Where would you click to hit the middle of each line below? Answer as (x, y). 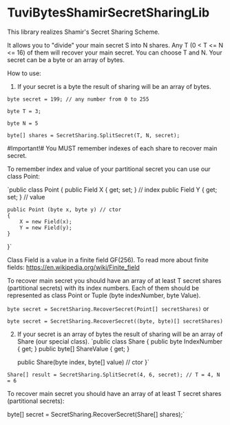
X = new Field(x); (46, 221)
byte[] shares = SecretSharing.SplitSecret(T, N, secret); (94, 135)
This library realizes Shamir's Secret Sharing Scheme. (83, 32)
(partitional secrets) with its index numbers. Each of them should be (103, 288)
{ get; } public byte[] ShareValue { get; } (73, 348)
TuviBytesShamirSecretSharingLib (108, 13)
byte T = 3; (24, 111)
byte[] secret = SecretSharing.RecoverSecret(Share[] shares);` (96, 414)
